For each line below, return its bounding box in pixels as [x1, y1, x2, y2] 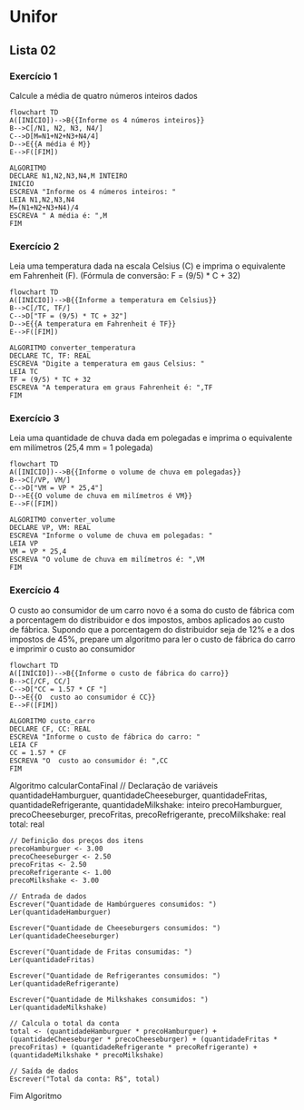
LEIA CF [9, 740, 39, 750]
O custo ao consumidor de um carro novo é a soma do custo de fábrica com [9, 604, 295, 615]
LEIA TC [9, 368, 39, 377]
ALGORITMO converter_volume [9, 516, 116, 525]
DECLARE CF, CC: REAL [9, 724, 92, 733]
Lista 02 [9, 43, 56, 58]
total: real [9, 819, 45, 830]
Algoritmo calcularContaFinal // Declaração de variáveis [9, 780, 219, 791]
